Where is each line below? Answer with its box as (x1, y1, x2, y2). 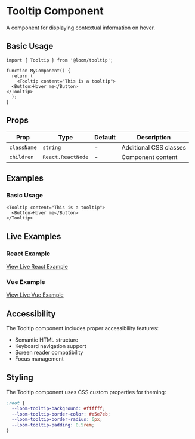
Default (94, 133, 116, 141)
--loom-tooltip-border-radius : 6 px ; (11, 417, 103, 423)
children (9, 154, 34, 160)
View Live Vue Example (6, 291, 64, 298)
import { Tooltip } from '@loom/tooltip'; (6, 57, 113, 63)
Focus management (14, 355, 64, 362)
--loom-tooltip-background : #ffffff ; (11, 406, 106, 411)
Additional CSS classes (121, 143, 187, 151)
